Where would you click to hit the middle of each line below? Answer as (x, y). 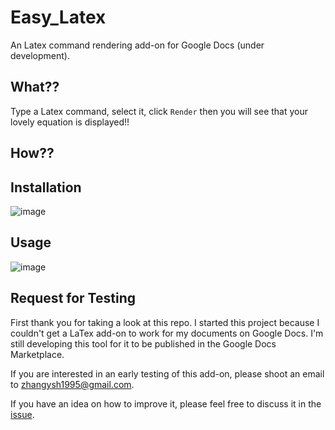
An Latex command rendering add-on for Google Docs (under (137, 45)
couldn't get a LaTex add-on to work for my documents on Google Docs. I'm (167, 333)
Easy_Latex (58, 17)
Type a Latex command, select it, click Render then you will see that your (159, 111)
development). (40, 55)
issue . (22, 414)
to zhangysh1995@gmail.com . (72, 384)
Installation (46, 187)
